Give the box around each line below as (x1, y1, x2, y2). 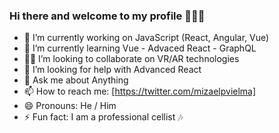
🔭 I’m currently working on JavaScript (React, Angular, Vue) (23, 32, 270, 44)
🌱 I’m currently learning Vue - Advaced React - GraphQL (23, 42, 257, 54)
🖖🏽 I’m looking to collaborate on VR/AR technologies (23, 53, 240, 65)
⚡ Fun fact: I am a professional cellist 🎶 (23, 111, 184, 123)
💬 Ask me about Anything (23, 74, 129, 86)
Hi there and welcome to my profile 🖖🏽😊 (9, 9, 206, 23)
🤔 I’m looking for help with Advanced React (23, 64, 202, 76)
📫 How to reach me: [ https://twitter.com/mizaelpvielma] (23, 85, 257, 98)
